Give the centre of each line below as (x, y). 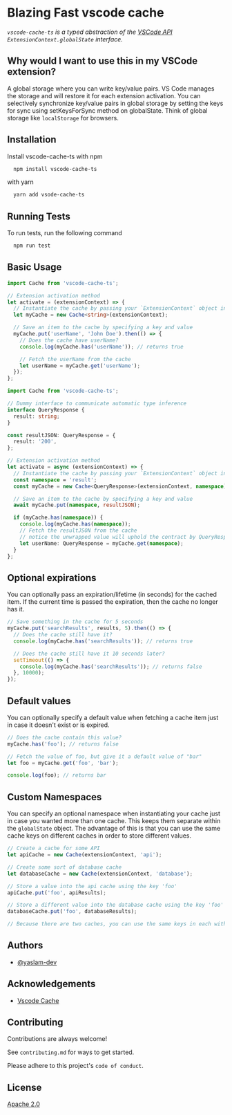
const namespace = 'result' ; (55, 480)
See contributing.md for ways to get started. (71, 1052)
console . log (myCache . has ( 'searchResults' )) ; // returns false (111, 666)
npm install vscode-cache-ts (55, 169)
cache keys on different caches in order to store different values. (99, 836)
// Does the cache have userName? (69, 340)
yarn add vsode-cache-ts (49, 195)
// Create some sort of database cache (65, 867)
